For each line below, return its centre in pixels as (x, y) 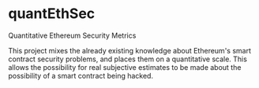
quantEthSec (52, 14)
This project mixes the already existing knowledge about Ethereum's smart (129, 50)
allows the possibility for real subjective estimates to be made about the (125, 67)
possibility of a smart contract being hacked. (81, 75)
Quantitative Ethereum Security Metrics (72, 35)
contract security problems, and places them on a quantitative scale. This (128, 59)
